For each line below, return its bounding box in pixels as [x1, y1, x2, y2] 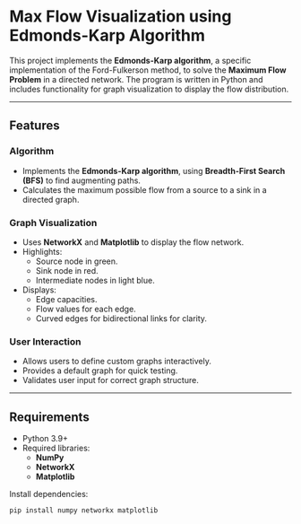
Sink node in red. [35, 265, 99, 275]
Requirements [9, 409, 90, 424]
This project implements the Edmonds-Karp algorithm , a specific [9, 55, 252, 65]
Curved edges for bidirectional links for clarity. [35, 312, 208, 324]
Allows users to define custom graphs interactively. [21, 356, 212, 367]
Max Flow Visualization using [9, 6, 232, 27]
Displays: [21, 284, 56, 295]
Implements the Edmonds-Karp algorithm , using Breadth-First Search [21, 165, 286, 176]
